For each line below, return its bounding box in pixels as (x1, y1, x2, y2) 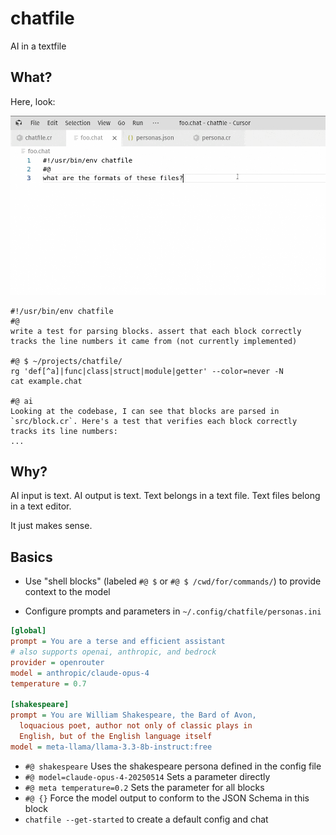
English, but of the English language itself (19, 732, 213, 742)
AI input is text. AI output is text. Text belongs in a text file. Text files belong (10, 490, 321, 502)
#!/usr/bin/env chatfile (10, 306, 114, 316)
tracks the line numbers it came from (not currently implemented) (10, 336, 298, 346)
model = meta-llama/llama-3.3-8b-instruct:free (10, 742, 213, 752)
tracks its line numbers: (10, 426, 118, 436)
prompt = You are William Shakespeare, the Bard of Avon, (10, 710, 257, 721)
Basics (10, 548, 53, 566)
